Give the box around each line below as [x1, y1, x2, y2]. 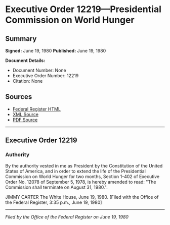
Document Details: [5, 58, 46, 64]
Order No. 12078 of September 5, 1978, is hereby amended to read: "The [5, 179, 156, 185]
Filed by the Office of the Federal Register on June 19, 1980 [5, 213, 129, 220]
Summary [5, 34, 37, 43]
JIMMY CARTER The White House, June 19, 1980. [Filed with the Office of [5, 194, 159, 200]
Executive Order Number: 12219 [12, 73, 79, 79]
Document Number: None [12, 67, 67, 73]
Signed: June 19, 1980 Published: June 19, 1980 [5, 48, 106, 53]
